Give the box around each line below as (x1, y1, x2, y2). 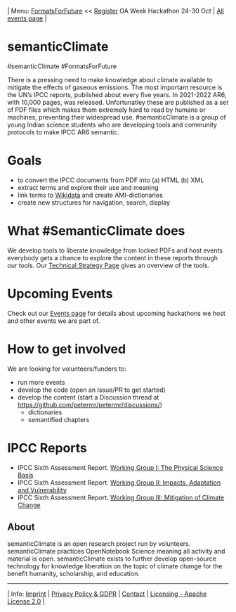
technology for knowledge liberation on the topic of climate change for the (7, 562, 223, 570)
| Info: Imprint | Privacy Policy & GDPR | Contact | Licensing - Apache (7, 589, 207, 598)
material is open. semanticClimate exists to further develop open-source (7, 554, 217, 563)
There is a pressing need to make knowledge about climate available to (7, 75, 213, 84)
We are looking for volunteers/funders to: (7, 364, 126, 373)
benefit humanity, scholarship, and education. (7, 570, 140, 578)
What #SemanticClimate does (7, 223, 185, 239)
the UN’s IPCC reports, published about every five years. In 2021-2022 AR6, (7, 90, 227, 98)
